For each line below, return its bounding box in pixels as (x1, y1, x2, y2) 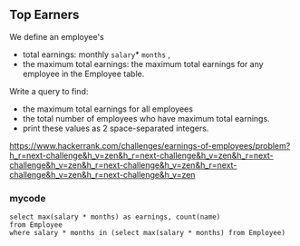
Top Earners (9, 7, 80, 23)
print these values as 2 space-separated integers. (22, 123, 209, 133)
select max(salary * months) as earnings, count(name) (9, 212, 221, 221)
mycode (9, 192, 46, 204)
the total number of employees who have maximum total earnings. (22, 113, 270, 123)
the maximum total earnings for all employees (22, 103, 193, 114)
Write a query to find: (9, 85, 89, 96)
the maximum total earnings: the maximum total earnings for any (22, 58, 265, 69)
